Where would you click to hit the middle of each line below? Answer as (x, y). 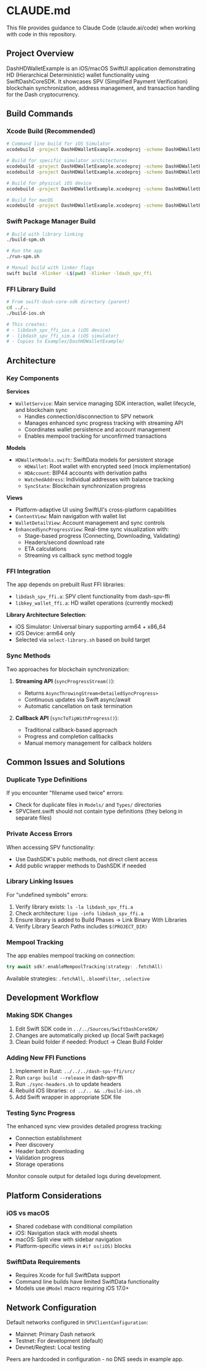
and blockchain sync (41, 409)
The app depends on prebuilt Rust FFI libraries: (66, 584)
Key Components (33, 378)
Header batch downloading (50, 1151)
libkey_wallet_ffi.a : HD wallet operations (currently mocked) (94, 603)
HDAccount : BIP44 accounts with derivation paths (86, 473)
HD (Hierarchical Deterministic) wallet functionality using (78, 75)
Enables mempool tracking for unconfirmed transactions (96, 436)
